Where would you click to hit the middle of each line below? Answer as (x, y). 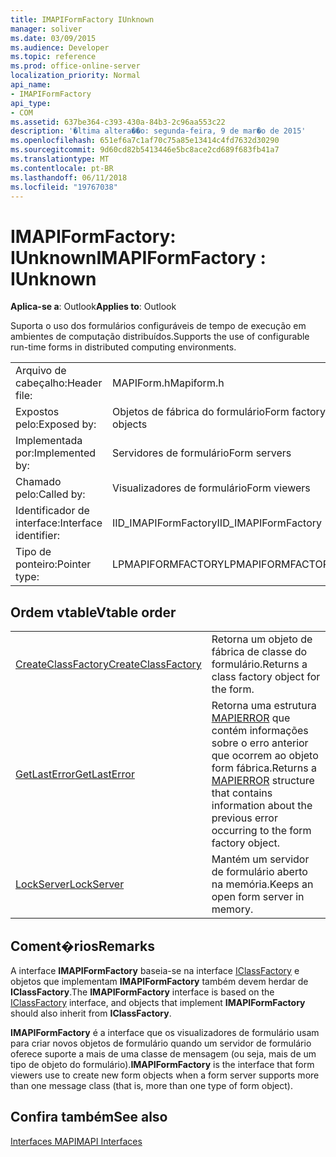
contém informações (260, 731)
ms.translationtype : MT (60, 159)
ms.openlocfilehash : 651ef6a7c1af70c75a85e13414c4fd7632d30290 (145, 141)
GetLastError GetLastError (75, 774)
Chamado (38, 482)
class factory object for (266, 677)
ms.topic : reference (53, 57)
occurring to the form (261, 831)
